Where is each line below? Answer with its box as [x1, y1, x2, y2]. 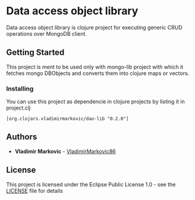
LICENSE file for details [6, 187, 64, 194]
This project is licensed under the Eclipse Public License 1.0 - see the [6, 180, 176, 188]
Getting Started [6, 48, 65, 58]
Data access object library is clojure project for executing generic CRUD [6, 24, 183, 31]
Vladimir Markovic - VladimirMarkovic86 [14, 148, 116, 155]
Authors [6, 132, 37, 142]
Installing [6, 85, 34, 93]
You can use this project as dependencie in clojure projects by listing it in [6, 98, 185, 105]
